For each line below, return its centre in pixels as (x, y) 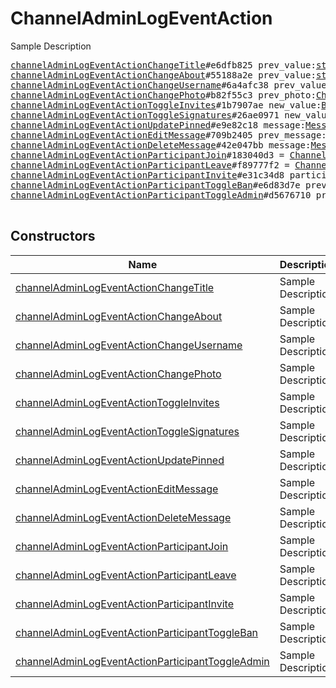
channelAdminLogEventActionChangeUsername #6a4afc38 (140, 85)
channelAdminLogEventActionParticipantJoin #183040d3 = (147, 155)
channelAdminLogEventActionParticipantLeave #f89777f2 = (150, 165)
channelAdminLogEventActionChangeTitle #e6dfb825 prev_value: (163, 65)
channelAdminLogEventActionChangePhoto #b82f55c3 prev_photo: (163, 95)
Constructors (53, 236)
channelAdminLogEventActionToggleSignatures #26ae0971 (145, 115)
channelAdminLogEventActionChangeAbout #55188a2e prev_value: (163, 75)
